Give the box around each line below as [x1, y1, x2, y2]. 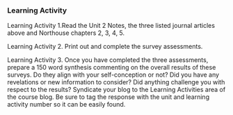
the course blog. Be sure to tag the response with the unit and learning [7, 93, 210, 101]
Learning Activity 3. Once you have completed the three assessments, [7, 56, 209, 64]
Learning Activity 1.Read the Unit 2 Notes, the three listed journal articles [7, 22, 216, 30]
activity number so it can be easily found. [7, 100, 126, 109]
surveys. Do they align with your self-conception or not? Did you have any [7, 70, 220, 79]
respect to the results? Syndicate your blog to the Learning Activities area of [7, 86, 226, 94]
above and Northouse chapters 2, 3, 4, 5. [7, 29, 125, 37]
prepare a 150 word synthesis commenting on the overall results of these [7, 63, 216, 72]
